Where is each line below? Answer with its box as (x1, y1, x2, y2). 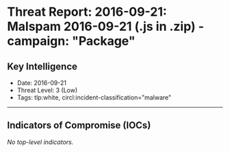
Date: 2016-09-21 (16, 79, 67, 86)
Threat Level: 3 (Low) (16, 86, 78, 94)
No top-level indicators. (7, 138, 74, 146)
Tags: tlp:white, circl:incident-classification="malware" (16, 93, 172, 102)
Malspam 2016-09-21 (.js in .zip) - (7, 19, 204, 34)
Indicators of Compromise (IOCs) (7, 119, 151, 131)
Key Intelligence (7, 60, 77, 72)
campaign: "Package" (7, 34, 136, 49)
